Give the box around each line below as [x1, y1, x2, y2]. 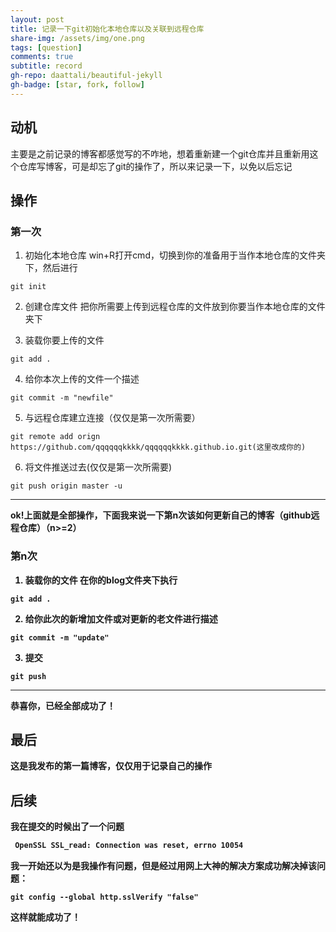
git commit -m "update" [10, 632, 110, 643]
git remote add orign [10, 432, 101, 442]
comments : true [10, 52, 74, 62]
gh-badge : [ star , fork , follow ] [10, 80, 145, 90]
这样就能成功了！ [10, 911, 81, 923]
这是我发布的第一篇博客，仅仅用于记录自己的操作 [10, 760, 212, 772]
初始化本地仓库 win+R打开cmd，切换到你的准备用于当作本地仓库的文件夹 [24, 249, 326, 261]
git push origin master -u [10, 481, 123, 491]
